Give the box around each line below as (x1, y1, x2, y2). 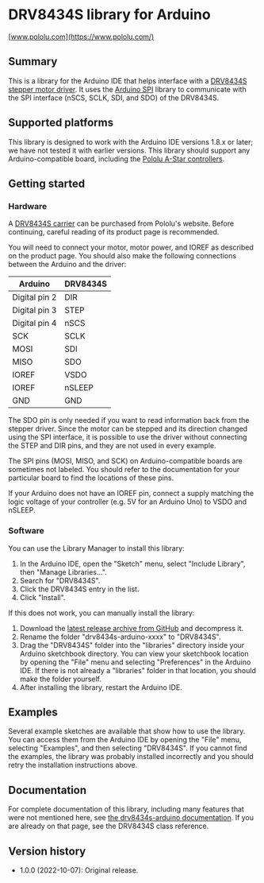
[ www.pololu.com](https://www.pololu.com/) (8, 32, 155, 41)
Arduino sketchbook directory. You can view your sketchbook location (19, 649, 249, 658)
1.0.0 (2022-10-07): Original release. (19, 865, 139, 875)
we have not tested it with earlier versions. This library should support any (8, 145, 251, 155)
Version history (8, 844, 86, 858)
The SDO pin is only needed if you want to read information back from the (8, 416, 250, 425)
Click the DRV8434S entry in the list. (19, 584, 140, 594)
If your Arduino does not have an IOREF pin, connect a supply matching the (8, 489, 254, 498)
